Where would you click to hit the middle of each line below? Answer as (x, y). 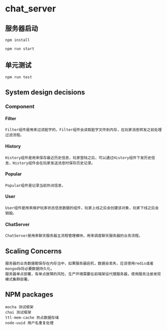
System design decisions (45, 92)
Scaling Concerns (34, 251)
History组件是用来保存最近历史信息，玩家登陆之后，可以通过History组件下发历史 (78, 158)
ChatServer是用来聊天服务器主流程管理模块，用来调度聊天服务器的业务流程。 (74, 236)
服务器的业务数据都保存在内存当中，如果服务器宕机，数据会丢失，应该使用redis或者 (79, 263)
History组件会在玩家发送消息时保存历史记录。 (54, 163)
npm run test (19, 77)
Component (20, 107)
